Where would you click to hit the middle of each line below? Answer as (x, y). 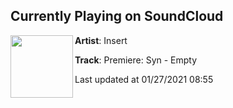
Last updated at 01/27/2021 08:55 (144, 79)
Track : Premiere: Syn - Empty (136, 60)
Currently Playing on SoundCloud (117, 16)
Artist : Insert (101, 40)
